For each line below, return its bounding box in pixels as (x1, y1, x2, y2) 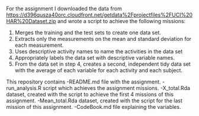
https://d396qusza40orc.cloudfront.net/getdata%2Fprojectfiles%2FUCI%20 (6, 11, 193, 18)
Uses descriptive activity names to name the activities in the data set (14, 48, 183, 55)
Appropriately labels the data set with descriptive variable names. (14, 54, 175, 61)
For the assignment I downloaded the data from (6, 5, 123, 12)
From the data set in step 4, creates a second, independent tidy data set (14, 60, 191, 67)
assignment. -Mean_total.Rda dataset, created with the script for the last (6, 97, 182, 104)
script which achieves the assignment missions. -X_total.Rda (42, 85, 191, 91)
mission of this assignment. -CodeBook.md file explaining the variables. (6, 104, 181, 110)
